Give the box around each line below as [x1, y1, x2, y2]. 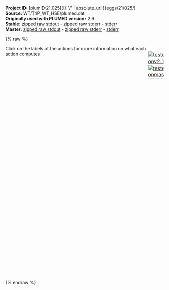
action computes [5, 51, 40, 57]
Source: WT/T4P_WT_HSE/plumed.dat [5, 10, 85, 16]
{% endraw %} [5, 280, 36, 285]
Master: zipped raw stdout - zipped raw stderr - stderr [5, 26, 119, 32]
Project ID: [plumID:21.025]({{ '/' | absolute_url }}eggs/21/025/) [5, 5, 136, 11]
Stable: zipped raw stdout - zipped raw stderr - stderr [5, 21, 117, 27]
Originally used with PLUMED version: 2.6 [5, 16, 95, 21]
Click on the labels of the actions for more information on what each [5, 46, 146, 51]
